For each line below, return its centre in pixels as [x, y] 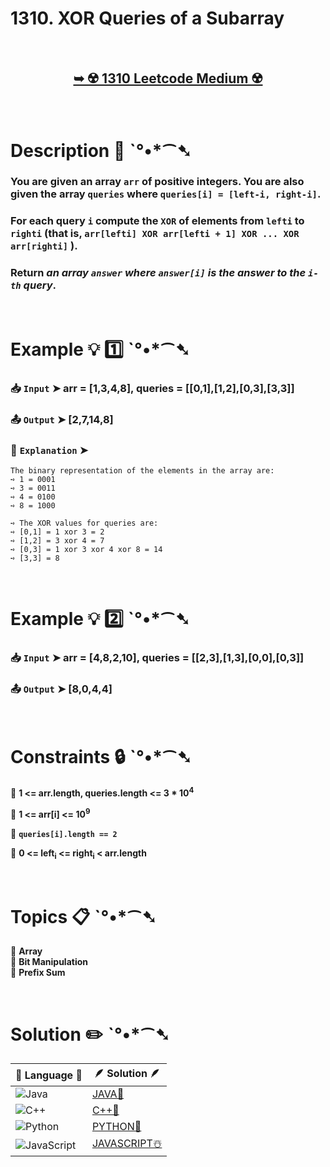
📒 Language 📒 [49, 1075]
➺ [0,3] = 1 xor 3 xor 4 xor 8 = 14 [86, 549]
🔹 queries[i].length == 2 [64, 833]
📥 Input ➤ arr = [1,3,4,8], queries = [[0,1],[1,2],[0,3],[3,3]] [152, 388]
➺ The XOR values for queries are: [84, 523]
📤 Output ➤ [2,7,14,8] [62, 419]
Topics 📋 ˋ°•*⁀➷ [83, 916]
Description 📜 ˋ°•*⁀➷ [101, 150]
